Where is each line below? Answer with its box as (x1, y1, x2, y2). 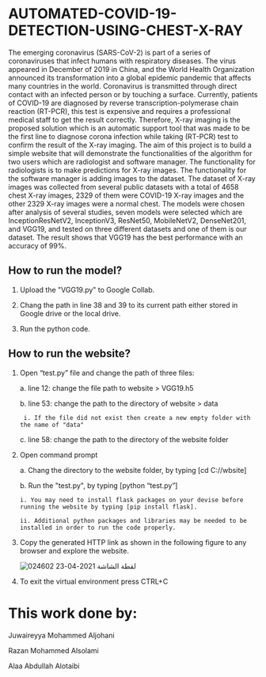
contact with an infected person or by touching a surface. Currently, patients (8, 89, 258, 99)
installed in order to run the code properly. (19, 524, 177, 531)
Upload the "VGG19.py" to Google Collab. (19, 285, 155, 294)
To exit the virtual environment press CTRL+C (19, 577, 169, 586)
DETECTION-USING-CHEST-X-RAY (8, 21, 244, 40)
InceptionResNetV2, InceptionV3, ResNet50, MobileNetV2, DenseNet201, (8, 215, 247, 225)
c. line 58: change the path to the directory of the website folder (19, 434, 229, 444)
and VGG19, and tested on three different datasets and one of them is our (8, 224, 247, 233)
